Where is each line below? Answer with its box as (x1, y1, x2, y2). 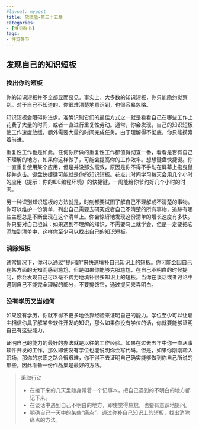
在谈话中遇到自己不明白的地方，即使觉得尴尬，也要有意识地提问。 (29, 402, 191, 409)
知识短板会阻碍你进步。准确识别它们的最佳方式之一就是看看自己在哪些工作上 (6, 113, 193, 120)
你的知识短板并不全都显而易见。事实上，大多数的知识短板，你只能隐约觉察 (6, 93, 188, 101)
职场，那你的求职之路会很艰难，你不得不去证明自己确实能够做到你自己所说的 (6, 354, 193, 361)
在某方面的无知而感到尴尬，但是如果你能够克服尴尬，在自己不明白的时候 (6, 266, 182, 273)
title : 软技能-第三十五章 (6, 14, 63, 20)
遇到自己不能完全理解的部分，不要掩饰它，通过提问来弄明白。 (6, 281, 157, 288)
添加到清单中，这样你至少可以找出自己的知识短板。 (6, 228, 131, 235)
